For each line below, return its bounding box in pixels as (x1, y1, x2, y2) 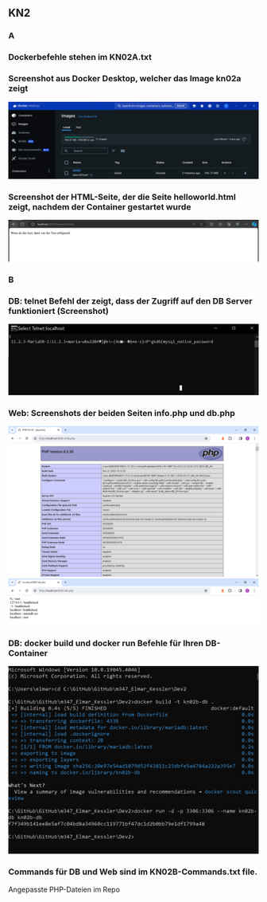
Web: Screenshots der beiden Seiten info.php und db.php (8, 408, 236, 419)
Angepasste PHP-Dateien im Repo (8, 884, 121, 894)
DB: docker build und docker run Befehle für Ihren (8, 637, 204, 649)
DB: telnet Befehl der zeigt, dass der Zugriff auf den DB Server (8, 295, 253, 306)
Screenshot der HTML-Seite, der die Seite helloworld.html (8, 191, 236, 202)
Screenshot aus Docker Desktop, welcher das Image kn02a (8, 73, 242, 84)
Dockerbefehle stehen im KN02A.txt (8, 52, 153, 63)
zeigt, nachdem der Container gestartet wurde (8, 201, 192, 212)
